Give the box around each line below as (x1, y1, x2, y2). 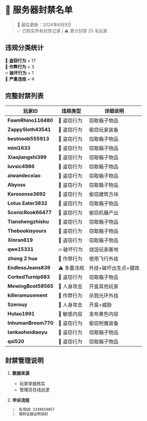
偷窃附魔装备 (88, 320, 119, 327)
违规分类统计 (5, 44, 44, 52)
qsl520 (7, 337, 24, 344)
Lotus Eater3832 (7, 199, 48, 206)
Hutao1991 (7, 310, 35, 317)
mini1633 (7, 144, 31, 151)
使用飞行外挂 (88, 255, 119, 262)
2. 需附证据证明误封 (12, 412, 48, 417)
